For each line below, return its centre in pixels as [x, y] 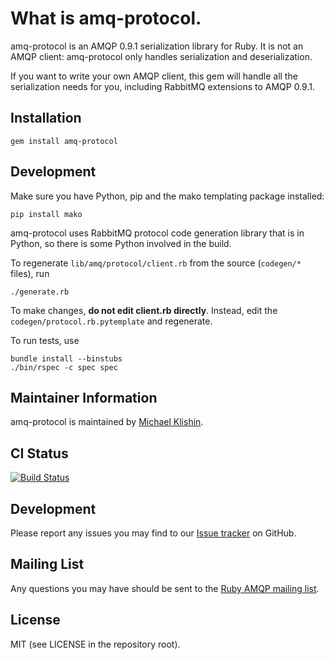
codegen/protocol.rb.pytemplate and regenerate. [111, 321]
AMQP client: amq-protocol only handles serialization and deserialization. [161, 56]
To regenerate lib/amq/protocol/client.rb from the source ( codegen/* [156, 263]
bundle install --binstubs [66, 358]
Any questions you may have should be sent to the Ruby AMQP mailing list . [165, 588]
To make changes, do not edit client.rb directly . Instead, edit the [144, 310]
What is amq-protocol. [106, 18]
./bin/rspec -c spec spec [64, 367]
